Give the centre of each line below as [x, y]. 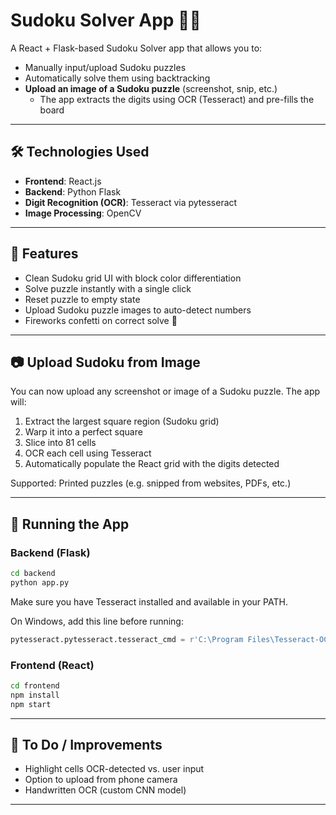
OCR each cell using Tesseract [88, 453]
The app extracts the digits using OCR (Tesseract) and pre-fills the [177, 99]
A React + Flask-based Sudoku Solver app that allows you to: [136, 48]
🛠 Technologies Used [80, 152]
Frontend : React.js [63, 181]
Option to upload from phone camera [101, 780]
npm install [35, 695]
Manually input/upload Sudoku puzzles [105, 67]
